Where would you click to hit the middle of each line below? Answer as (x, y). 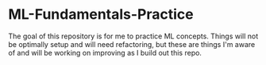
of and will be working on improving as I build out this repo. (105, 52)
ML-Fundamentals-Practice (101, 14)
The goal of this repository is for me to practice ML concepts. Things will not (133, 36)
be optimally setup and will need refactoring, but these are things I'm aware (132, 44)
